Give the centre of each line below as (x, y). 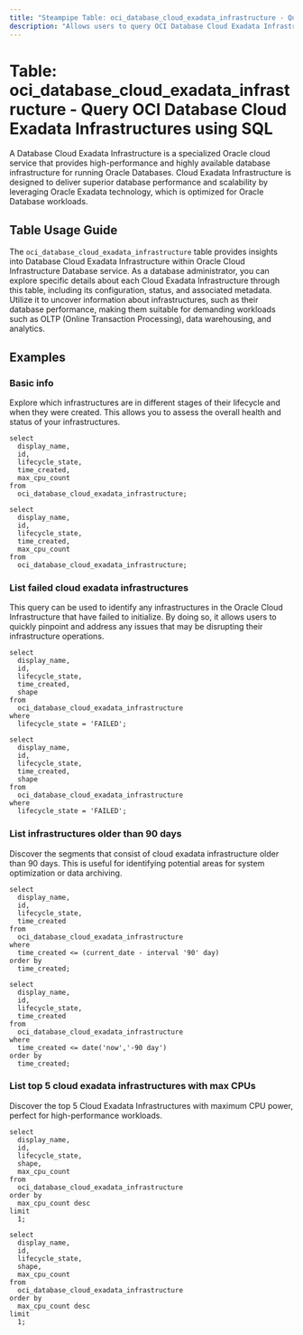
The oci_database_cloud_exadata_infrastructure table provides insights (143, 252)
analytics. (27, 329)
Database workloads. (49, 202)
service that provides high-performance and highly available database (140, 163)
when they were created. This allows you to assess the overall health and (145, 412)
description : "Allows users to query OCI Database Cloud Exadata (134, 26)
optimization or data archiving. (66, 873)
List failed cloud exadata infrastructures (99, 587)
